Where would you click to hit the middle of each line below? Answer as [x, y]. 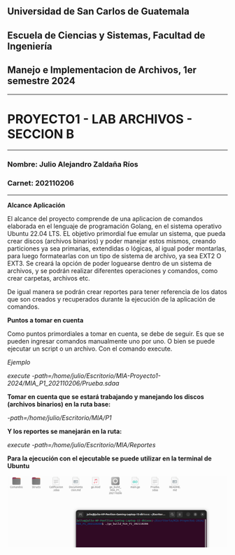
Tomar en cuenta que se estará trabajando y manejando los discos [106, 396]
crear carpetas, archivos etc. [49, 278]
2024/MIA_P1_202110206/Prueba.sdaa [63, 383]
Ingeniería [30, 46]
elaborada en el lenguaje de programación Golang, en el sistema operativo [115, 226]
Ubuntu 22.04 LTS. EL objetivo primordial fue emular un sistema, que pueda [116, 233]
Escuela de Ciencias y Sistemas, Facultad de [106, 35]
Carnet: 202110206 [41, 183]
